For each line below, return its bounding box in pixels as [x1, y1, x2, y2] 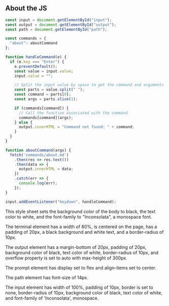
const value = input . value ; [14, 68, 73, 74]
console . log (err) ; [18, 181, 58, 186]
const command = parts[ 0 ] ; [14, 92, 71, 97]
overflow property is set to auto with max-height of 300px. [5, 255, 128, 261]
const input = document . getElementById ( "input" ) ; [5, 17, 112, 22]
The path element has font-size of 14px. [5, 274, 89, 280]
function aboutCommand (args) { [5, 148, 71, 153]
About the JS [5, 4, 47, 13]
